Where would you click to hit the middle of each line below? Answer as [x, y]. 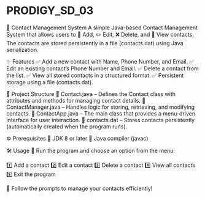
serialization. [22, 50]
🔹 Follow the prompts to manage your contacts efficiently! [79, 188]
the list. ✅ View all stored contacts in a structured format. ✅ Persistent [95, 75]
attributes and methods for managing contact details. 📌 [76, 100]
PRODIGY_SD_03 [50, 11]
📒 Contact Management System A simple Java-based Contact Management [102, 28]
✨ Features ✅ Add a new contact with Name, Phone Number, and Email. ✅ [100, 61]
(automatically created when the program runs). [67, 127]
